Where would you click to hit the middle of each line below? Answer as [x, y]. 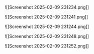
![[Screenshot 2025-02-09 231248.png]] [47, 36]
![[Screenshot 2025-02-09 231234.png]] [47, 7]
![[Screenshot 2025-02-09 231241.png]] [46, 17]
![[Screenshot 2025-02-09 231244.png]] [47, 26]
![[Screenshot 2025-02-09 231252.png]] [47, 46]
